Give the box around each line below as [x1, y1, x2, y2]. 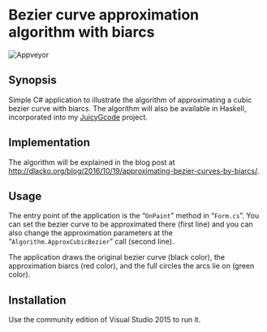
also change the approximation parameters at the [8, 228, 173, 238]
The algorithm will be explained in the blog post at [8, 157, 176, 167]
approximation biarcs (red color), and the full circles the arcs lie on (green [8, 261, 255, 271]
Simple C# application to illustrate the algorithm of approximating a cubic [8, 95, 252, 105]
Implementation [8, 136, 91, 149]
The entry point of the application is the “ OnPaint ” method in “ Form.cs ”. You [8, 211, 260, 221]
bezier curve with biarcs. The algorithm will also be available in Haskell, [8, 103, 247, 113]
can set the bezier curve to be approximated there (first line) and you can [8, 219, 253, 229]
